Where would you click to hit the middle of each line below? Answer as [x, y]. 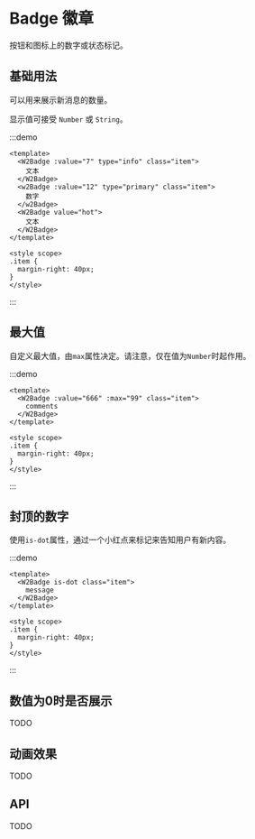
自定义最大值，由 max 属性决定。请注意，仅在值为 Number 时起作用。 [130, 355]
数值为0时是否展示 [61, 701]
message [40, 590]
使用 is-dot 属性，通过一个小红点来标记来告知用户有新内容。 [120, 540]
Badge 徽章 [52, 18]
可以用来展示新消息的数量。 [61, 99]
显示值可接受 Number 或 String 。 [68, 119]
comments [42, 406]
